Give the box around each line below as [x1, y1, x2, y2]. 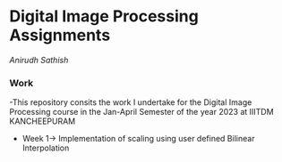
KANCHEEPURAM [9, 116, 76, 126]
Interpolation [21, 142, 70, 153]
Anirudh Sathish [9, 54, 69, 65]
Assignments [9, 25, 111, 45]
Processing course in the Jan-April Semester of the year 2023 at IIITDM [9, 107, 275, 117]
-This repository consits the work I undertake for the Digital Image [9, 97, 252, 108]
